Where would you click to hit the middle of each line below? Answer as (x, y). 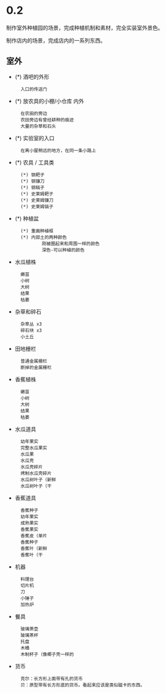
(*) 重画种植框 (37, 231)
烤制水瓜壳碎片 (36, 473)
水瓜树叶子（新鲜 (39, 479)
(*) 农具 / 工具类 (34, 162)
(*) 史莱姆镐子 (37, 206)
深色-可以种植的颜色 (63, 250)
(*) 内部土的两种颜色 (44, 237)
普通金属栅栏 (34, 361)
